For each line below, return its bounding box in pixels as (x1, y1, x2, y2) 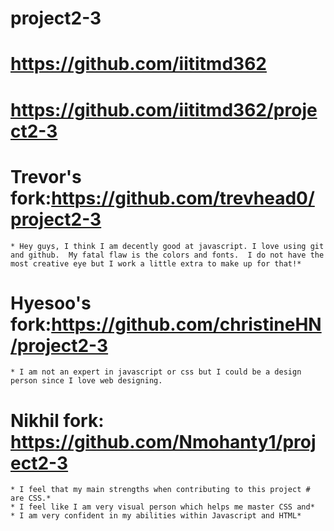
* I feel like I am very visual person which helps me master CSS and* (10, 502, 315, 512)
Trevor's (10, 165, 82, 188)
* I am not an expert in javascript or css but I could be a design (10, 367, 302, 377)
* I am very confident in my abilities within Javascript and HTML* (10, 511, 302, 521)
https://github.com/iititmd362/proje (10, 98, 318, 121)
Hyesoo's (10, 292, 92, 314)
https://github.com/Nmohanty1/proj (10, 430, 317, 453)
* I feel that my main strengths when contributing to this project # (10, 485, 311, 495)
